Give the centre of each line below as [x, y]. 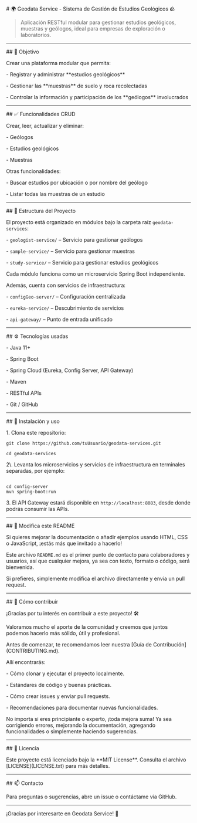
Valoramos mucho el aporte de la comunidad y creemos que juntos [87, 627]
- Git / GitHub [22, 404]
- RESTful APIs [24, 393]
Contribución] [170, 644]
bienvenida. [20, 567]
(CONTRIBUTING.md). [33, 651]
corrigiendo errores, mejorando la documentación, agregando [81, 725]
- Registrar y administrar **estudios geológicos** [66, 74]
